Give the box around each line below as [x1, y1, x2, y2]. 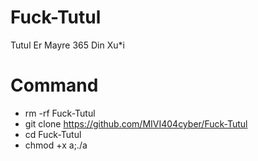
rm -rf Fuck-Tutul [24, 107, 96, 119]
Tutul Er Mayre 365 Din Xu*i [10, 39, 125, 51]
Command [10, 74, 99, 97]
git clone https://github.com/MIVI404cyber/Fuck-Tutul [24, 117, 248, 130]
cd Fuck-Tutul [24, 128, 82, 140]
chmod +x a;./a [24, 139, 88, 151]
